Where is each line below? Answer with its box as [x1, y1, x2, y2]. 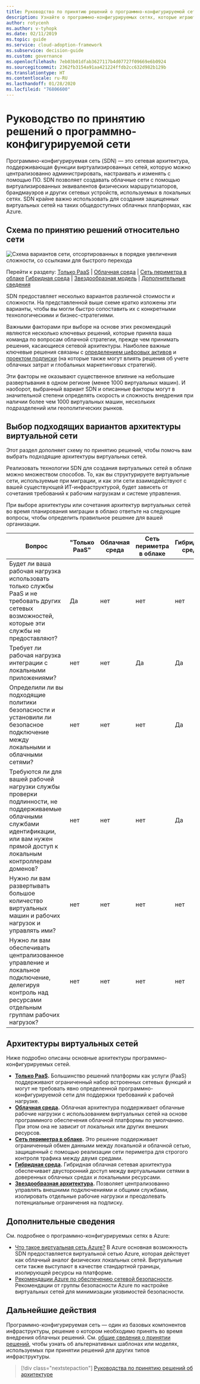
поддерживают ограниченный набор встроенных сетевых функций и [14, 1079, 192, 1086]
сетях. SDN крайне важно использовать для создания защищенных [6, 195, 179, 202]
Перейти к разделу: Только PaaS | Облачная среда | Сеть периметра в [6, 268, 187, 275]
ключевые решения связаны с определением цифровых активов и [6, 348, 177, 356]
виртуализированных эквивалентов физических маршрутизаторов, [6, 183, 179, 190]
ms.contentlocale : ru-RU [6, 75, 68, 81]
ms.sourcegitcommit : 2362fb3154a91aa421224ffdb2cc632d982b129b [6, 64, 167, 70]
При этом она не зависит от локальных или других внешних [14, 1123, 168, 1130]
